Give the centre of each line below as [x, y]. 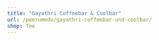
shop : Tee [21, 26]
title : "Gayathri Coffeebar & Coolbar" [64, 13]
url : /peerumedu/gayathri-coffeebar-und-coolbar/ [80, 20]
